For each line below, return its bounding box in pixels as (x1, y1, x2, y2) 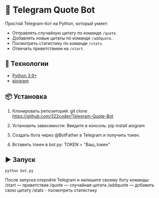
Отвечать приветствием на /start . (12, 45, 84, 51)
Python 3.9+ (12, 73, 37, 79)
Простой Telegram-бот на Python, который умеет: (5, 20, 108, 26)
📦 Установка (5, 93, 47, 101)
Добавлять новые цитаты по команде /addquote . (12, 35, 113, 41)
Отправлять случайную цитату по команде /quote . (12, 30, 117, 36)
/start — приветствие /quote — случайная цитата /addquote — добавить (5, 182, 155, 188)
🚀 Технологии (5, 59, 49, 68)
